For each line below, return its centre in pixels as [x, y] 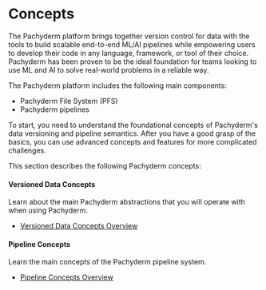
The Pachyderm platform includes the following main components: [118, 85]
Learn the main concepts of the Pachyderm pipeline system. [107, 262]
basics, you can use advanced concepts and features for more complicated [133, 141]
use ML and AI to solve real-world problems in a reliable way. [109, 70]
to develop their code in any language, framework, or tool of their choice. [129, 53]
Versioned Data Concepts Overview [79, 226]
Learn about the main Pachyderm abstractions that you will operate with [127, 202]
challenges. [27, 150]
